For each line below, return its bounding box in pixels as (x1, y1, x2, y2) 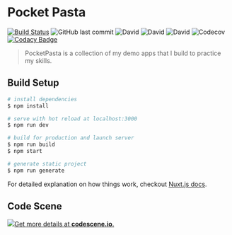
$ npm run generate (7, 167, 65, 174)
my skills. (24, 56, 52, 64)
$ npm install (7, 102, 50, 110)
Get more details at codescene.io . (14, 220, 115, 229)
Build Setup (7, 77, 59, 89)
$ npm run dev (7, 122, 50, 129)
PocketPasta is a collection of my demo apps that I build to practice (24, 49, 221, 57)
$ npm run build (7, 141, 55, 149)
